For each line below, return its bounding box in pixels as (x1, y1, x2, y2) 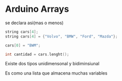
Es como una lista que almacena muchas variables (5, 70, 108, 76)
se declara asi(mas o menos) (5, 20, 64, 26)
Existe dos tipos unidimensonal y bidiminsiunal (5, 61, 100, 67)
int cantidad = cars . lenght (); (5, 52, 69, 57)
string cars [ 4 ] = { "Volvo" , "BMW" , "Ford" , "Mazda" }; (5, 34, 118, 39)
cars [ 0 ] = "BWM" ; (5, 43, 41, 48)
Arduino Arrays (5, 3, 69, 15)
